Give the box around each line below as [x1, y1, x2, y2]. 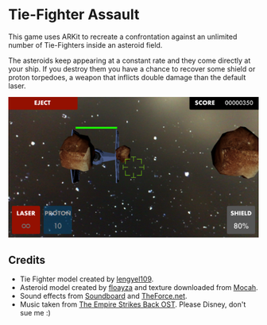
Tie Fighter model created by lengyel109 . [19, 274, 154, 284]
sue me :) [19, 308, 52, 318]
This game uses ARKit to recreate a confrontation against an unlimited [8, 32, 238, 41]
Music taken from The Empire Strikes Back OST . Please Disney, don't [19, 300, 246, 309]
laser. [8, 81, 26, 91]
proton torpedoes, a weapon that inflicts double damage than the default [8, 72, 246, 82]
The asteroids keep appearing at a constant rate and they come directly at [8, 56, 251, 65]
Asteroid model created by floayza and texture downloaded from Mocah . [19, 283, 258, 292]
